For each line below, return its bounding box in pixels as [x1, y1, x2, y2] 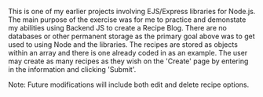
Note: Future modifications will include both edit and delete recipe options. [8, 80, 250, 89]
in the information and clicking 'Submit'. [8, 65, 137, 74]
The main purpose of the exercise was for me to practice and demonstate [8, 15, 247, 24]
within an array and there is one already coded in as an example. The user [8, 48, 248, 57]
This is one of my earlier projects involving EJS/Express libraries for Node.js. [8, 7, 256, 16]
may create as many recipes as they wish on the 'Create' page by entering [8, 56, 249, 66]
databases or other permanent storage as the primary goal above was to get [8, 31, 255, 41]
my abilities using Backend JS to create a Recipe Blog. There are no [8, 23, 228, 32]
